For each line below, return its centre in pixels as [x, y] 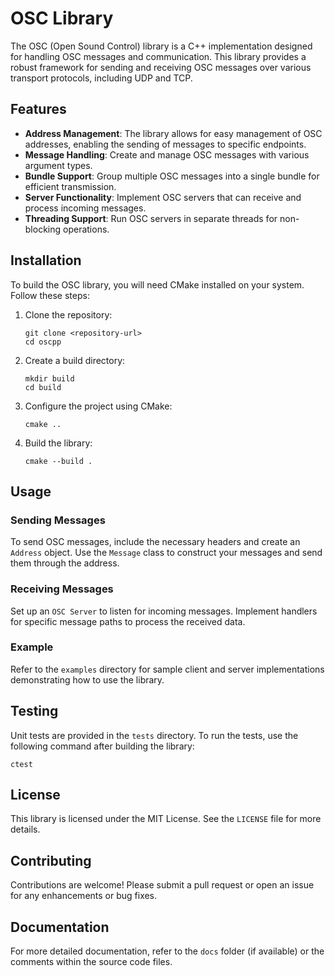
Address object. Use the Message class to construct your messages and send [166, 553]
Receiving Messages [62, 589]
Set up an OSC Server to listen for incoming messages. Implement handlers [164, 611]
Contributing [51, 860]
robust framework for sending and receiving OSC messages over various [161, 67]
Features [38, 109]
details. [25, 829]
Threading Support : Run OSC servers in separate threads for [151, 218]
